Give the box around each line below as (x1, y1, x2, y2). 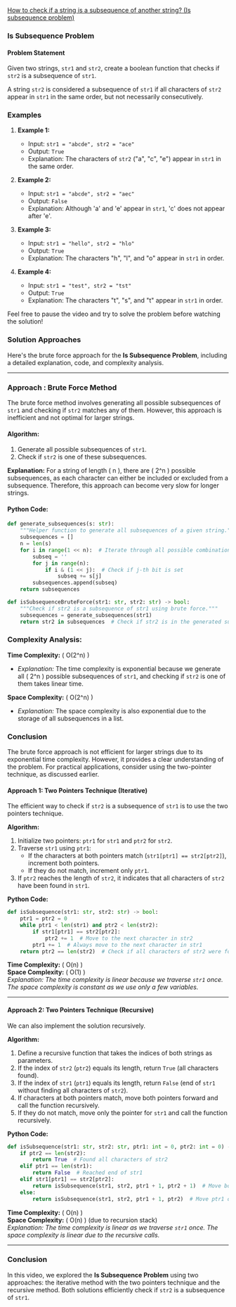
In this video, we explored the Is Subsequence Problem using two (7, 1270, 199, 1279)
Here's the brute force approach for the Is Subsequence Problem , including (7, 351, 228, 359)
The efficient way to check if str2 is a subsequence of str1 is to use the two (7, 802, 228, 810)
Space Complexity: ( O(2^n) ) (7, 693, 93, 701)
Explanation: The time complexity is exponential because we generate (17, 664, 221, 672)
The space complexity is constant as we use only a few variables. (7, 983, 199, 991)
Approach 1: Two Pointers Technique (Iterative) (7, 786, 148, 794)
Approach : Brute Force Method (7, 383, 117, 393)
